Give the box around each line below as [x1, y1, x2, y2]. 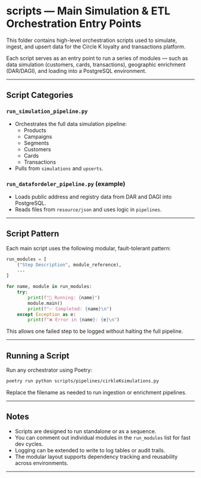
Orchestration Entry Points [6, 17, 142, 30]
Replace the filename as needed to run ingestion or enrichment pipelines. [6, 389, 187, 396]
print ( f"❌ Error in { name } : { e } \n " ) [28, 317, 120, 323]
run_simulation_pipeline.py [6, 108, 88, 115]
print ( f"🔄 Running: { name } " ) [28, 295, 100, 301]
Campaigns [23, 133, 53, 140]
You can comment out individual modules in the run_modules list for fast [14, 434, 191, 441]
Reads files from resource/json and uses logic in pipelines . [14, 206, 162, 213]
